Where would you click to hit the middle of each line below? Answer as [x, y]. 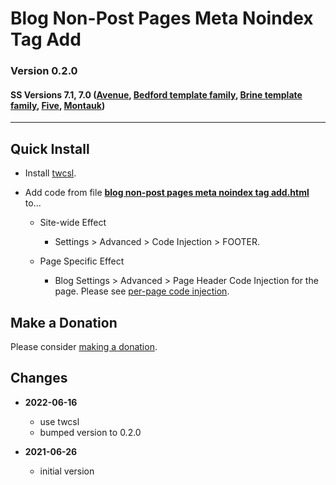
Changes [39, 378]
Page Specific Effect [82, 261]
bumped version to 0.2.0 [90, 432]
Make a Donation [64, 322]
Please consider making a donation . [84, 346]
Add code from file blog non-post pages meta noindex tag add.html [167, 193]
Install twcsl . [50, 173]
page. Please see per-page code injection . [142, 291]
